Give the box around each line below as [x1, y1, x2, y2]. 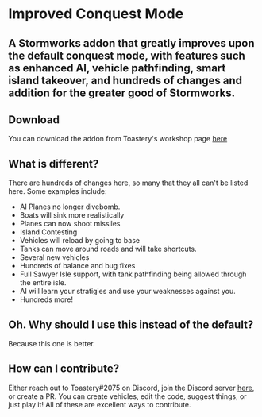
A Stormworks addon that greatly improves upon [8, 37, 255, 50]
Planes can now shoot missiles [19, 219, 121, 229]
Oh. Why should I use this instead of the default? [8, 318, 254, 331]
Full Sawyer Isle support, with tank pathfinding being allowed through [19, 269, 247, 279]
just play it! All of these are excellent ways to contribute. [8, 400, 192, 409]
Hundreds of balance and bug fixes [19, 261, 136, 271]
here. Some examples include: [8, 187, 107, 196]
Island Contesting [19, 227, 78, 237]
